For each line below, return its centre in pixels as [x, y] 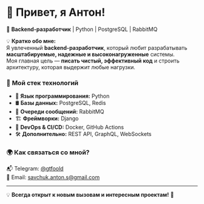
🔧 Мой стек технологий [42, 83]
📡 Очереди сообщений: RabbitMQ [59, 112]
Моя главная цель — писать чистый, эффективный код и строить [93, 61]
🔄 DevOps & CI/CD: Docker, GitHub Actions [70, 127]
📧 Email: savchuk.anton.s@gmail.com [53, 177]
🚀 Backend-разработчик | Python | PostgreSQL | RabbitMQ [82, 29]
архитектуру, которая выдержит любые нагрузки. [71, 67]
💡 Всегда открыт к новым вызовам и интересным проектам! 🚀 [90, 194]
